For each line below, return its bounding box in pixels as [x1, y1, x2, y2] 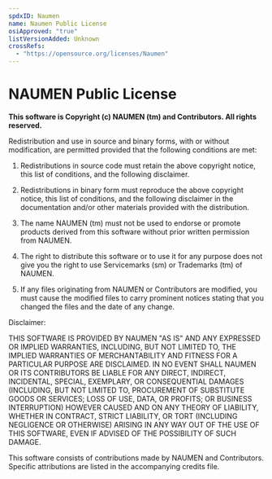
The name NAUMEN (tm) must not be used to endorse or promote [19, 218, 241, 228]
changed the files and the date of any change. [19, 301, 175, 311]
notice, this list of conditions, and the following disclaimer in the [19, 193, 234, 204]
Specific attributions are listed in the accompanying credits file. [8, 461, 220, 471]
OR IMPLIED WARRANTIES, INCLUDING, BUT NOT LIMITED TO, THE [8, 341, 237, 351]
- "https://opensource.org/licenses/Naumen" [15, 50, 169, 58]
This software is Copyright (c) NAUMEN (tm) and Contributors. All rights [8, 112, 257, 121]
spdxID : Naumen [8, 11, 60, 20]
